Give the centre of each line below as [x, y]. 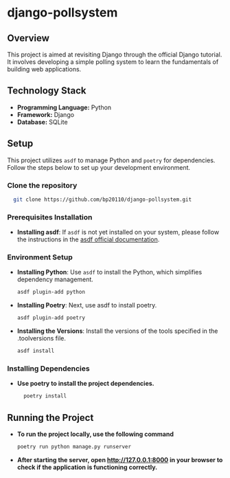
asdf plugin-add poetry [51, 318]
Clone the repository [42, 185]
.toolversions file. [42, 338]
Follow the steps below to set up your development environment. [99, 167]
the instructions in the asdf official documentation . [88, 239]
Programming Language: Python [64, 107]
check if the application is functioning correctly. [87, 467]
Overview [28, 38]
